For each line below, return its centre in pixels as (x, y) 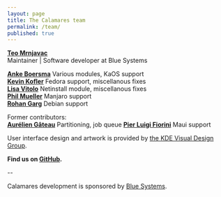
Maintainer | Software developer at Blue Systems (77, 61)
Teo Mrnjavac (28, 53)
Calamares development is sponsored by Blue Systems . (87, 187)
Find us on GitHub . (35, 159)
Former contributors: (37, 117)
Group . (17, 146)
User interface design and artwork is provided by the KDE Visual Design (110, 138)
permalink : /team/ (34, 27)
